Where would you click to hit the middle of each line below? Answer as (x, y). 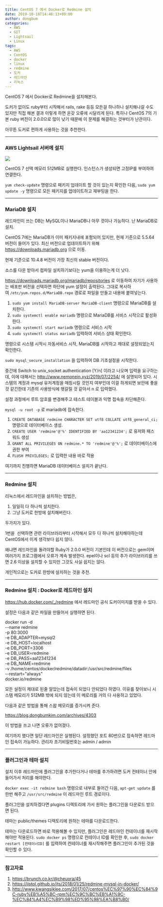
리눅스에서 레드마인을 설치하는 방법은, (41, 496)
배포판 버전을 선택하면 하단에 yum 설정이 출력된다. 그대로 (64, 287)
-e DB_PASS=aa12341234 (31, 658)
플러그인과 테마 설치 (27, 760)
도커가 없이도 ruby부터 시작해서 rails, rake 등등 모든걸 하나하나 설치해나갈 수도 (79, 107)
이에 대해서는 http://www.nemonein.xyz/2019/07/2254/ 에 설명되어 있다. (82, 377)
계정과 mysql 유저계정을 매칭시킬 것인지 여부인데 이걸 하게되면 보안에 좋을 (88, 383)
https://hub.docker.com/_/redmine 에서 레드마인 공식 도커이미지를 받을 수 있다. (81, 602)
